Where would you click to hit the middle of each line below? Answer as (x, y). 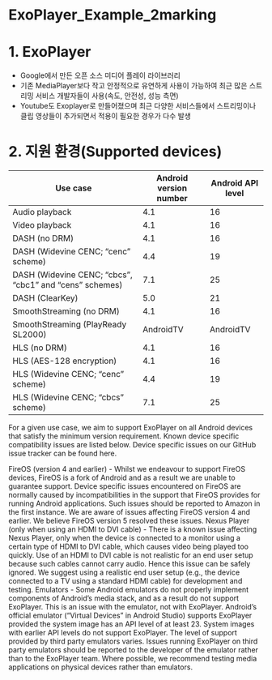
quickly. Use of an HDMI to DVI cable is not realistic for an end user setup (131, 555)
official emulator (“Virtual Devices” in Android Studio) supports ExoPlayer (130, 616)
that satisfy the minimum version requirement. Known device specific (124, 436)
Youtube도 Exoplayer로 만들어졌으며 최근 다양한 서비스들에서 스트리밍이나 (138, 106)
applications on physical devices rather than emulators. (100, 667)
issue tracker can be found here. (63, 453)
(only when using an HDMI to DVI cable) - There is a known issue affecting (133, 529)
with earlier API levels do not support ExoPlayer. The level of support (123, 633)
